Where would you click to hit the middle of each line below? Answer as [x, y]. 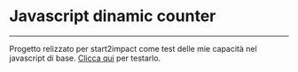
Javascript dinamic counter [113, 16]
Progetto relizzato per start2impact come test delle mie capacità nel [133, 48]
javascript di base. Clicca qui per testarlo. [85, 58]
